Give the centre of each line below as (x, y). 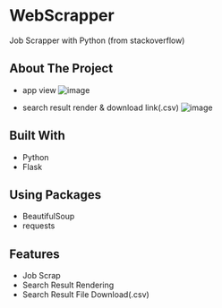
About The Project (61, 68)
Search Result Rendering (68, 285)
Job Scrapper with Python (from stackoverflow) (97, 40)
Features (34, 254)
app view (39, 90)
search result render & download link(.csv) (100, 107)
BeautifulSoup (48, 217)
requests (38, 226)
